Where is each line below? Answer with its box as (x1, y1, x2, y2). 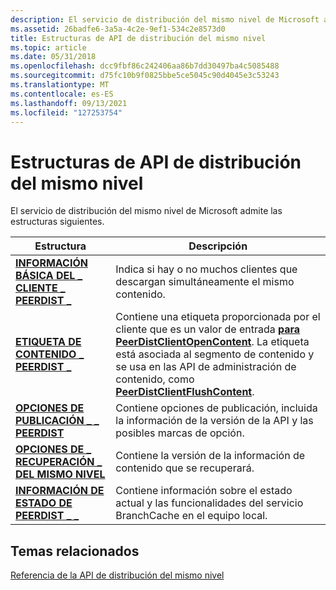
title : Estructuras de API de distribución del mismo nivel (10, 33, 267, 43)
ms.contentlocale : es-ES (10, 89, 114, 99)
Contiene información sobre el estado (115, 484, 293, 498)
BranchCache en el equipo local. (115, 509, 268, 523)
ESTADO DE (15, 496, 73, 510)
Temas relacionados (10, 542, 140, 560)
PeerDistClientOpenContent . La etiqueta (115, 335, 310, 349)
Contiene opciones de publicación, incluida (115, 401, 318, 415)
